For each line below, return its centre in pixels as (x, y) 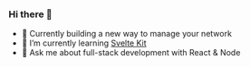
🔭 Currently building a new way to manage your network (127, 34)
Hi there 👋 (31, 14)
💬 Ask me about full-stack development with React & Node (131, 53)
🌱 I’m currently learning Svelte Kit (84, 43)
